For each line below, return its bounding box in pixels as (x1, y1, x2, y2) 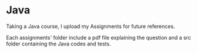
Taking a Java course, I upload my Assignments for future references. (6, 23, 175, 30)
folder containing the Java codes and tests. (6, 40, 111, 47)
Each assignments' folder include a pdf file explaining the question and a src (6, 34, 191, 41)
